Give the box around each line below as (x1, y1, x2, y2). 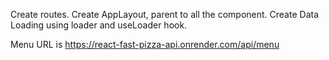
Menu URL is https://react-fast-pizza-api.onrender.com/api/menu (10, 39, 280, 50)
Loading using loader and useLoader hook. (10, 19, 188, 31)
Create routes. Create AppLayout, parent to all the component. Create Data (10, 9, 320, 20)
